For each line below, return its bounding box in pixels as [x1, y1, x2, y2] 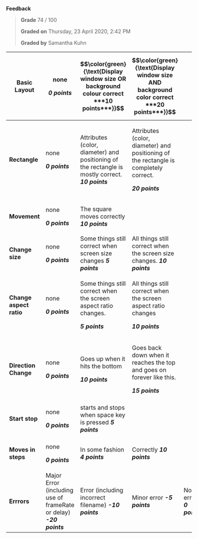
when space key [80, 411, 126, 419]
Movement [9, 213, 40, 220]
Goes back [131, 344, 162, 352]
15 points [131, 387, 160, 394]
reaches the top [131, 358, 176, 367]
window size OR [80, 75, 127, 83]
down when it [131, 351, 170, 359]
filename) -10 [80, 501, 120, 509]
